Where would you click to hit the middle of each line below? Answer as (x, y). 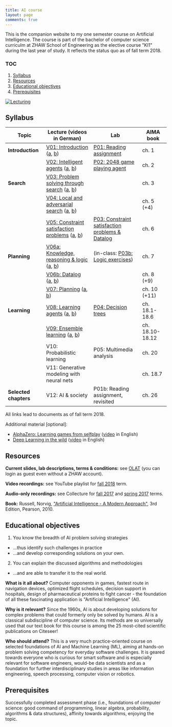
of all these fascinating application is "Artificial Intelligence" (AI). (73, 599)
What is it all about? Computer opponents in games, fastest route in (77, 583)
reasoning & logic (67, 260)
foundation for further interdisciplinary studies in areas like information (80, 668)
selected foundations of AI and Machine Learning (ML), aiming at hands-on (84, 647)
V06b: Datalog (63, 275)
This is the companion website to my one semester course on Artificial (80, 34)
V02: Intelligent (64, 162)
